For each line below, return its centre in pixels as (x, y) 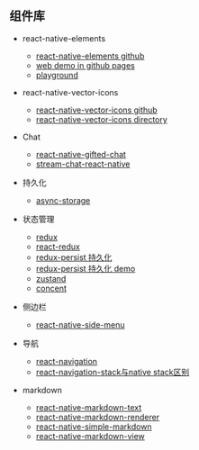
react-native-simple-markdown (94, 427)
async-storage (63, 200)
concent (51, 288)
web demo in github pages (85, 65)
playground (57, 75)
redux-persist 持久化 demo (86, 268)
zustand (51, 278)
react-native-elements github (90, 56)
